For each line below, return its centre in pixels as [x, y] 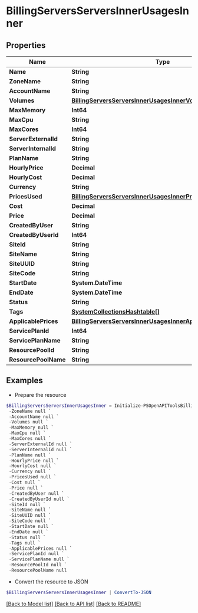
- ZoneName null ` [30, 411]
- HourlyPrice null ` [34, 461]
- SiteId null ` [27, 504]
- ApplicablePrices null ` [40, 548]
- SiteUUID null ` [30, 516]
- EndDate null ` [29, 532]
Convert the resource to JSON [51, 581]
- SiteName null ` [30, 510]
